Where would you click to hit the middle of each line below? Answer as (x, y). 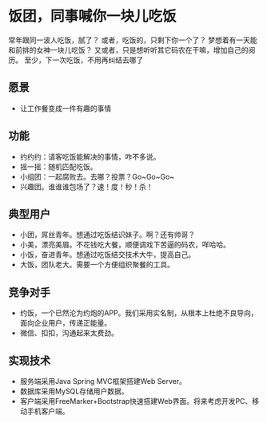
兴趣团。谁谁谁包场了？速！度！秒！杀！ (86, 186)
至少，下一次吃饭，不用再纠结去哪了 (84, 60)
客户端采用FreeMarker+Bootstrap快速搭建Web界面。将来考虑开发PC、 (136, 401)
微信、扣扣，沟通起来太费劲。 (69, 333)
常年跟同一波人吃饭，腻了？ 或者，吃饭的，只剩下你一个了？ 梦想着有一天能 (133, 40)
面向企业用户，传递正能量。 (66, 323)
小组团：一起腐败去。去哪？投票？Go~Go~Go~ (97, 176)
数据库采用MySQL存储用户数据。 (74, 391)
